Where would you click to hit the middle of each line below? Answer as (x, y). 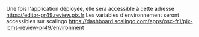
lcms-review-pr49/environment (45, 27)
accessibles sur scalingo (37, 21)
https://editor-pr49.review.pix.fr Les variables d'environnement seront (93, 15)
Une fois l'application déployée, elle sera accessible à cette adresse (90, 9)
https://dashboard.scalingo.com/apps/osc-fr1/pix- (130, 21)
